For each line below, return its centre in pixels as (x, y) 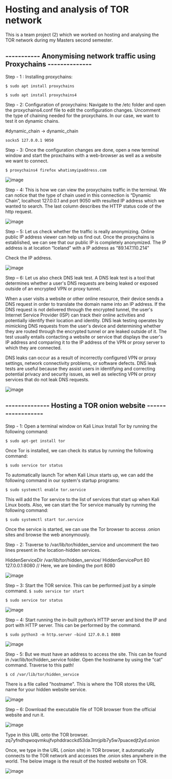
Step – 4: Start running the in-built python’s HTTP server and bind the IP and (86, 620)
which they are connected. (34, 347)
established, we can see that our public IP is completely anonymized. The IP (86, 242)
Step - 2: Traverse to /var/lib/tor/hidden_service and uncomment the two (82, 544)
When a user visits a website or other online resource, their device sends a (84, 299)
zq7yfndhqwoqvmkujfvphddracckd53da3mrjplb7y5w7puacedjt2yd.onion (83, 740)
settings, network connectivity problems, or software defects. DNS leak (81, 363)
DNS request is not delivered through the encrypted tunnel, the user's (79, 309)
